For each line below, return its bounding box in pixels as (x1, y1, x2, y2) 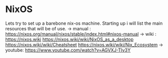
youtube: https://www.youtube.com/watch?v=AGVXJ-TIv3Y (5, 47, 131, 53)
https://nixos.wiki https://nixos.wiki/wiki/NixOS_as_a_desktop (5, 36, 134, 42)
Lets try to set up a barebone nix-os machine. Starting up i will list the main (5, 20, 163, 26)
